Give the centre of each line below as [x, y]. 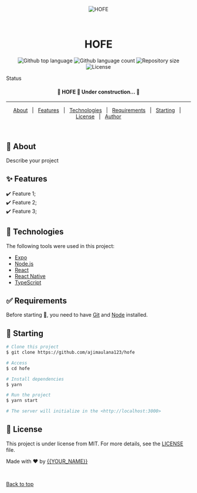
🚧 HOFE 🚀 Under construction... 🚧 [98, 92]
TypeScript [28, 282]
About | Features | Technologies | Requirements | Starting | [97, 110]
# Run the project [28, 395]
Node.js [24, 263]
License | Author [98, 116]
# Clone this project [33, 347]
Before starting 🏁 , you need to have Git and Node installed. [77, 315]
